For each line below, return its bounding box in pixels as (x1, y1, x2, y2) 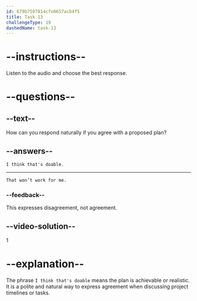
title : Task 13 (6, 14, 43, 20)
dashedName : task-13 (6, 25, 57, 31)
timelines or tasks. (6, 289, 50, 296)
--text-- (6, 113, 35, 123)
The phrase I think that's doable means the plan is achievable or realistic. (6, 277, 191, 284)
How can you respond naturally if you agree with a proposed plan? (6, 129, 167, 136)
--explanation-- (6, 258, 84, 270)
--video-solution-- (6, 221, 76, 231)
